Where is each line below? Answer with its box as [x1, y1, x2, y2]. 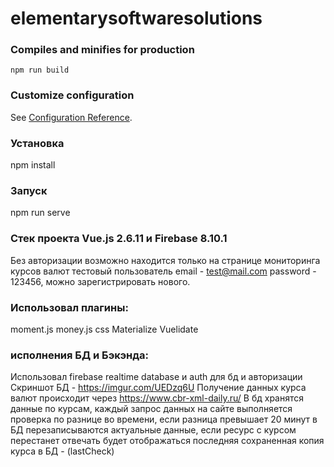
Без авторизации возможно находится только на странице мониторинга [10, 254, 321, 266]
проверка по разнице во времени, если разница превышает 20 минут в [10, 413, 318, 426]
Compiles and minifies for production [10, 43, 195, 57]
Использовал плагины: [10, 300, 129, 314]
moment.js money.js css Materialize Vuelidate [10, 323, 199, 335]
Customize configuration [10, 88, 135, 102]
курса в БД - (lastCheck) [10, 445, 115, 457]
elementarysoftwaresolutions [10, 7, 263, 30]
